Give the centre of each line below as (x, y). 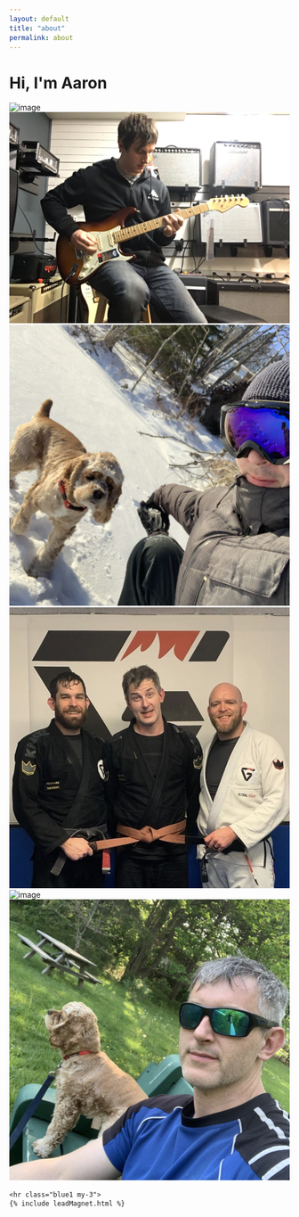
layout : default (39, 19)
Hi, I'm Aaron (58, 82)
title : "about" (37, 28)
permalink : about (41, 37)
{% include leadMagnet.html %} (67, 1204)
